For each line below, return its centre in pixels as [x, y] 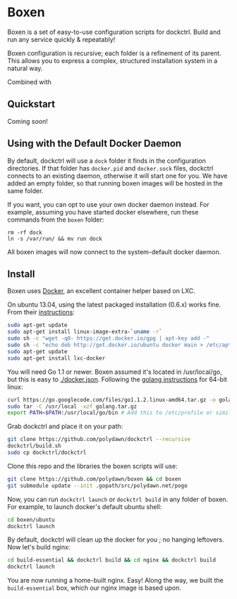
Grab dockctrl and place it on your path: [65, 426]
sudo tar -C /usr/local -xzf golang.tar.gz [72, 406]
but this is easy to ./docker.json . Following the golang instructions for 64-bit [117, 379]
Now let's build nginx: [39, 547]
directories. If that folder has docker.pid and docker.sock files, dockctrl [110, 168]
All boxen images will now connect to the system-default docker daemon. [114, 251]
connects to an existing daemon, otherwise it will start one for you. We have [117, 176]
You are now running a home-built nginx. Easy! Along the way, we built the [115, 581]
